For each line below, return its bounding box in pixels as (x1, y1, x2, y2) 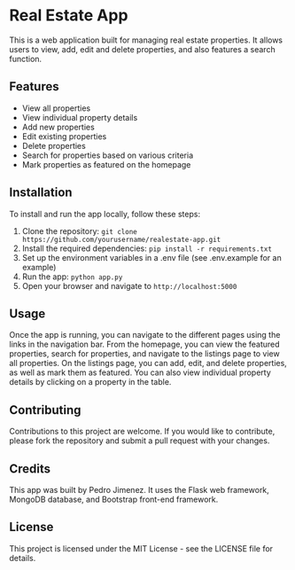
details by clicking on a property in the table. (9, 377, 172, 387)
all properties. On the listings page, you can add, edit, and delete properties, (9, 358, 288, 369)
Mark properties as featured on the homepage (21, 159, 191, 169)
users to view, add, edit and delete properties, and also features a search (9, 43, 276, 54)
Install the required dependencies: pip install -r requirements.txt (21, 243, 273, 254)
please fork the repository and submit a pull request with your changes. (9, 435, 270, 446)
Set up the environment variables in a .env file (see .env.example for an (21, 252, 282, 262)
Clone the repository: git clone (21, 225, 137, 236)
